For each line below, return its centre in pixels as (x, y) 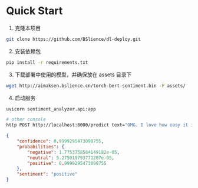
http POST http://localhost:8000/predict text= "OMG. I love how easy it (97, 125)
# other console (26, 119)
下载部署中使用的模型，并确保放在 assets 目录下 (73, 74)
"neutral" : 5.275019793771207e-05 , (71, 158)
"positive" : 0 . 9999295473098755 (67, 163)
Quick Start (34, 11)
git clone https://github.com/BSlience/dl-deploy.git (74, 39)
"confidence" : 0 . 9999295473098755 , (60, 141)
